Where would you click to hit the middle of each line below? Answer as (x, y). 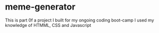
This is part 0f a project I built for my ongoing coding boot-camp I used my (79, 20)
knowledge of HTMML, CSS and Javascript (48, 25)
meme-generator (40, 7)
